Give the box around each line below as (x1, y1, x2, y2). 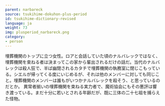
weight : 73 (5, 25, 28, 30)
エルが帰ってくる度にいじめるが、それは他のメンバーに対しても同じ (18, 71, 156, 77)
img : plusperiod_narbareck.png (5, 30, 69, 35)
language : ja (5, 21, 32, 26)
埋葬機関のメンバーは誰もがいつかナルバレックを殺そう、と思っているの (13, 77, 161, 83)
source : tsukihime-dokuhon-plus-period (5, 12, 87, 17)
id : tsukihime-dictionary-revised (5, 16, 76, 21)
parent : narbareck (5, 7, 43, 12)
